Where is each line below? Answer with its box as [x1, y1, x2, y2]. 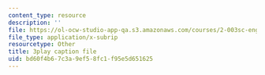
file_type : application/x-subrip [8, 33, 118, 41]
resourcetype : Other [8, 41, 77, 48]
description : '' [8, 19, 62, 27]
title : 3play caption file [8, 48, 97, 55]
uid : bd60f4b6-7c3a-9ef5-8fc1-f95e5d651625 [8, 55, 154, 63]
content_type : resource [8, 11, 87, 20]
